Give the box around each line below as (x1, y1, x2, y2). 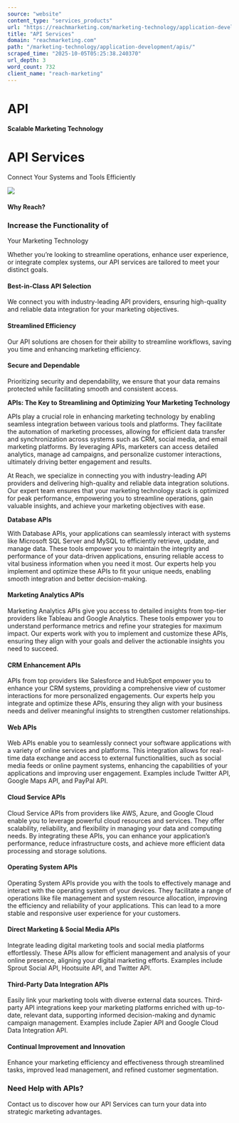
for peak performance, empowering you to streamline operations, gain (7, 494, 213, 502)
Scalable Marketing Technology (7, 125, 104, 133)
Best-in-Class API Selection (7, 282, 92, 290)
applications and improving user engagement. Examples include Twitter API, (7, 769, 231, 778)
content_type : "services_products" (7, 17, 113, 24)
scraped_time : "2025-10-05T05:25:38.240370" (7, 51, 142, 58)
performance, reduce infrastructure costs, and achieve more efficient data (7, 839, 225, 848)
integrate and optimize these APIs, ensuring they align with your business (7, 699, 223, 708)
